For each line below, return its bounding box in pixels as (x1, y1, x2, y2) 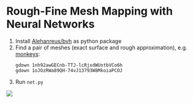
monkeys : (15, 50, 40, 57)
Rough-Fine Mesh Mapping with (6, 4, 173, 18)
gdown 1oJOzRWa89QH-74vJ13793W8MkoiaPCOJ (15, 67, 123, 74)
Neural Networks (6, 17, 95, 31)
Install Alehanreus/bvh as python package (15, 37, 122, 44)
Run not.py (15, 78, 44, 85)
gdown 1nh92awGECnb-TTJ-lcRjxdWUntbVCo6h (15, 62, 123, 68)
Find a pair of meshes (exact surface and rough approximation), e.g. (15, 44, 188, 51)
